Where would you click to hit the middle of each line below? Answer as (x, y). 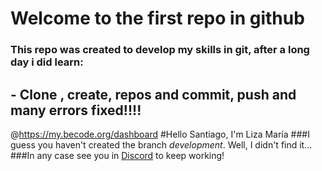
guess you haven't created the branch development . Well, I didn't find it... (161, 144)
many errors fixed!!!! (76, 110)
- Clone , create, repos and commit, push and (153, 94)
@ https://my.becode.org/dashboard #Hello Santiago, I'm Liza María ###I (160, 134)
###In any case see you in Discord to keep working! (117, 155)
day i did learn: (47, 62)
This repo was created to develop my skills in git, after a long (160, 50)
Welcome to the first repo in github (157, 18)
